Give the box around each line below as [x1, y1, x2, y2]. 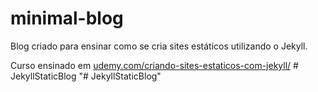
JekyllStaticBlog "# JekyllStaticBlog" [10, 70, 162, 82]
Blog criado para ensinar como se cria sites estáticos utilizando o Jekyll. [10, 40, 308, 52]
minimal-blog [10, 7, 124, 30]
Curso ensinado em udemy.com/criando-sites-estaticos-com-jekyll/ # [10, 59, 299, 71]
